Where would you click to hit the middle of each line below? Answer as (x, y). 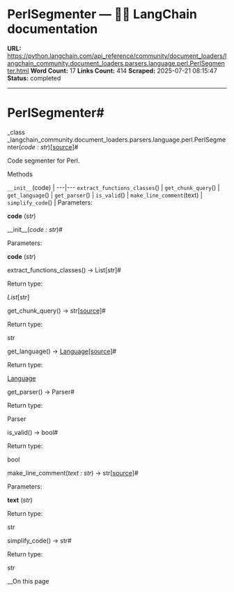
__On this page (29, 581)
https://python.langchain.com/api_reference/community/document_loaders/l (117, 56)
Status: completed (34, 78)
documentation (53, 29)
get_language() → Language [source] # (62, 351)
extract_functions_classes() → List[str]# (64, 270)
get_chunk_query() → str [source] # (56, 311)
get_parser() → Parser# (41, 392)
